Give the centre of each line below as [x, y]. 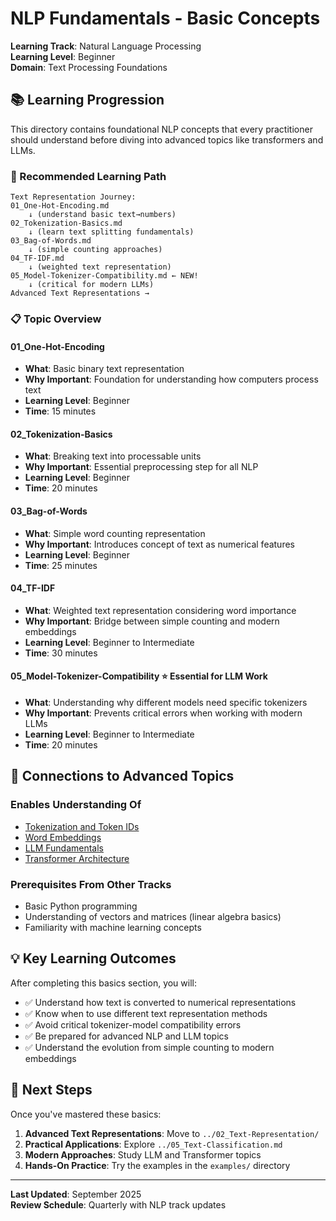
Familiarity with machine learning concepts [113, 927]
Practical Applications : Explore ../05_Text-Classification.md [153, 1144]
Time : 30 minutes [61, 653]
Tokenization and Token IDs [82, 826]
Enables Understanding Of [76, 805]
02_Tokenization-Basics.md [66, 223]
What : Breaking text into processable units [113, 456]
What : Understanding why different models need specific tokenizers [166, 702]
